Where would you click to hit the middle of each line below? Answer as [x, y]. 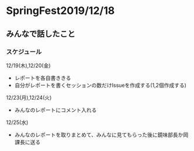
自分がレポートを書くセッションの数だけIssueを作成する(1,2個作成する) [101, 85]
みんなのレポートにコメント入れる [56, 110]
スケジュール [24, 52]
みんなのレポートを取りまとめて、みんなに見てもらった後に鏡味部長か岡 [101, 135]
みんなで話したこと [41, 34]
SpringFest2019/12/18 [60, 11]
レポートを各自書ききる [43, 78]
